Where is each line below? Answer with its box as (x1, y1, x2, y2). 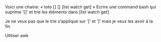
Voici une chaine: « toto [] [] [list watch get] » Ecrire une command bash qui (5, 4, 156, 10)
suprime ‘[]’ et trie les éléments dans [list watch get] (5, 9, 109, 15)
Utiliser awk (5, 33, 29, 38)
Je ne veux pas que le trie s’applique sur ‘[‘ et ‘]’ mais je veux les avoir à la (5, 19, 153, 24)
